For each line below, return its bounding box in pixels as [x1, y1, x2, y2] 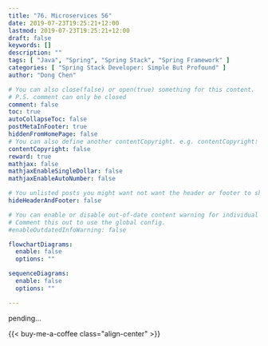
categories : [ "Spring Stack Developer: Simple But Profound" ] [8, 64, 227, 72]
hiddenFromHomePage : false [8, 130, 98, 138]
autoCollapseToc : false [8, 115, 88, 124]
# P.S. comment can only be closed [8, 93, 127, 101]
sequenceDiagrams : [8, 269, 69, 278]
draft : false [8, 34, 52, 42]
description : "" [8, 49, 62, 57]
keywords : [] [8, 42, 52, 50]
